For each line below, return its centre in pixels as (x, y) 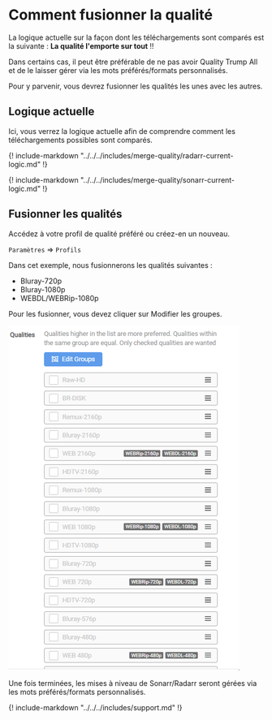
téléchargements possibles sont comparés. (80, 140)
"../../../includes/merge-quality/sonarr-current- (158, 179)
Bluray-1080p (43, 289)
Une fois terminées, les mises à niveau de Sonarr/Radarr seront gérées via (133, 683)
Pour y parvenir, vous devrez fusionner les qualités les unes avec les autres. (136, 86)
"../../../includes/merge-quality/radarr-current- (157, 155)
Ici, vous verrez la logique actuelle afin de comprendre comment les (122, 131)
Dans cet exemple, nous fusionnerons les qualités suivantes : (110, 265)
